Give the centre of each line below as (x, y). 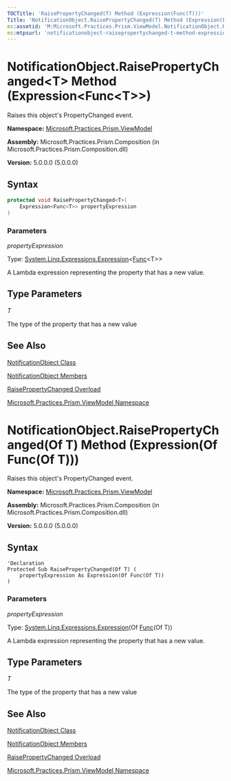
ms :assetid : (24, 26)
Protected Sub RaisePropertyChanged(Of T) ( (72, 569)
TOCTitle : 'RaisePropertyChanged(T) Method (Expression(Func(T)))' (106, 13)
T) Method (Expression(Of (141, 445)
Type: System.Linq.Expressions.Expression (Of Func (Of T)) (90, 627)
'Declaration (26, 564)
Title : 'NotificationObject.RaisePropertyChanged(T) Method (95, 20)
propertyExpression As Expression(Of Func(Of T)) (92, 576)
